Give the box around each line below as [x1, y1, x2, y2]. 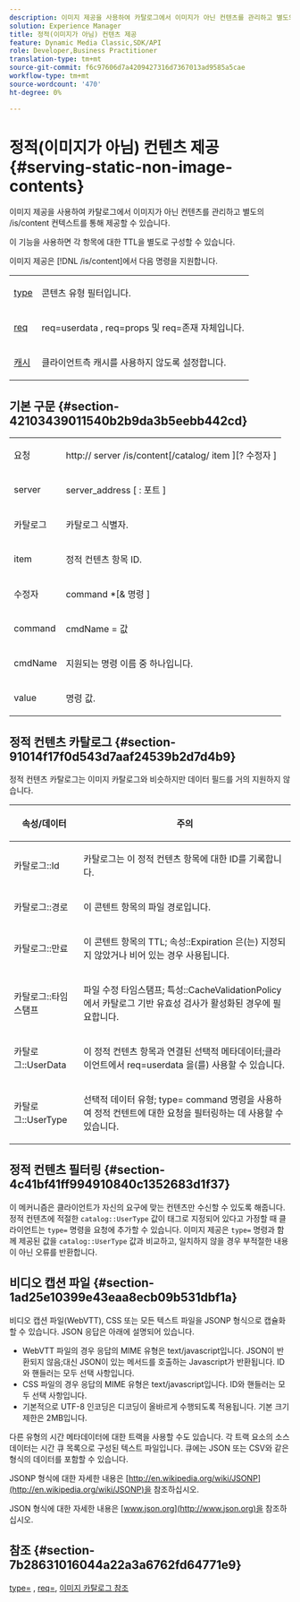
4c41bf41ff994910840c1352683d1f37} [9, 1177, 230, 1192]
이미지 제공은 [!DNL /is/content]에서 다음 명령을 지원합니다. [9, 256, 219, 267]
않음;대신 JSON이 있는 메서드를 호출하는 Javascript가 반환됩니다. [46, 1356, 275, 1366]
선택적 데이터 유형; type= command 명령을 [83, 1093, 255, 1106]
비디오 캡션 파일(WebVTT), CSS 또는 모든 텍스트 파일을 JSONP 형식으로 [9, 1315, 262, 1325]
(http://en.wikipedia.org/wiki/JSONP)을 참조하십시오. [9, 1484, 199, 1495]
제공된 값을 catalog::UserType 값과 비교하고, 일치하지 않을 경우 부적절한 [18, 1235, 272, 1246]
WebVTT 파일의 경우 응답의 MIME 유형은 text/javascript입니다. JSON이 [21, 1345, 275, 1356]
